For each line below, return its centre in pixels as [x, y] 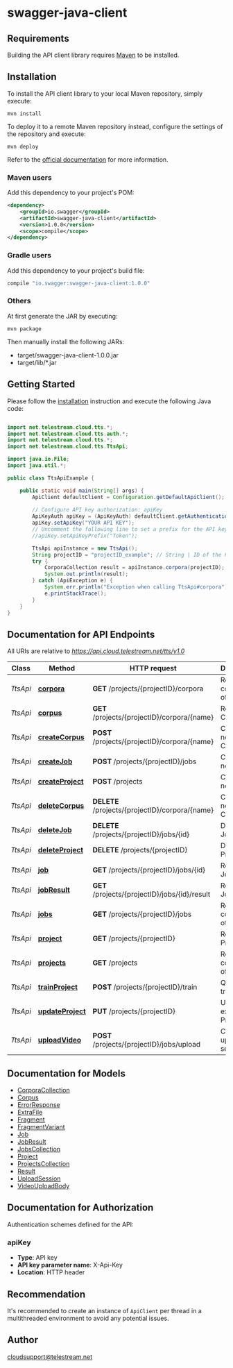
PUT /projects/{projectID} [134, 1011]
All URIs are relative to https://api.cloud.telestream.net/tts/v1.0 [96, 651]
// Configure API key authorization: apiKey [97, 510]
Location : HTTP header [51, 1272]
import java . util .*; [37, 466]
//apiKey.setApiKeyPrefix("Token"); [85, 536]
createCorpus [61, 737]
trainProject [58, 987]
